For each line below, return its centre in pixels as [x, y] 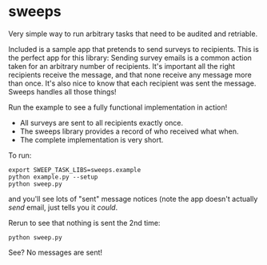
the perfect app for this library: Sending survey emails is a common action [130, 58]
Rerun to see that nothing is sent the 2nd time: [84, 223]
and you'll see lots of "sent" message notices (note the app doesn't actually [133, 199]
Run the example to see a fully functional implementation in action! [118, 107]
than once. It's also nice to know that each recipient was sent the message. [132, 83]
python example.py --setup [53, 177]
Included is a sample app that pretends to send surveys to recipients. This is [134, 49]
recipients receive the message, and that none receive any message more [130, 74]
